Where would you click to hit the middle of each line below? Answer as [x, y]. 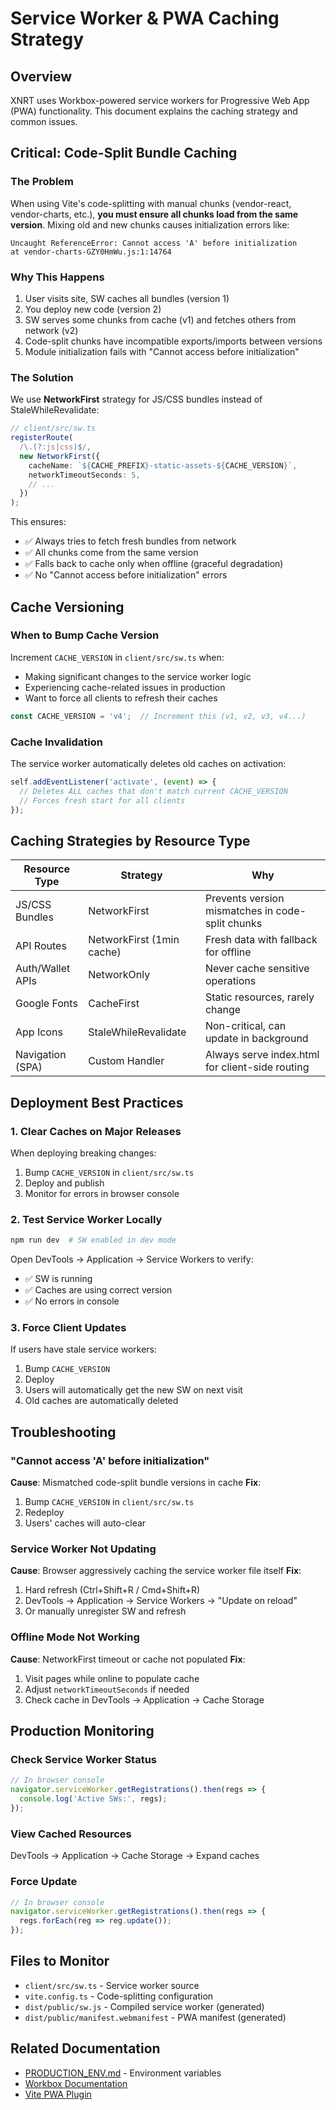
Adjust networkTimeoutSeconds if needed [107, 1689]
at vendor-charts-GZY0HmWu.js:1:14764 [91, 252]
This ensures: [38, 522]
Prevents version [244, 899]
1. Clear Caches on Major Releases [96, 1131]
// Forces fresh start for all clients [102, 800]
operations [230, 981]
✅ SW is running [58, 1279]
